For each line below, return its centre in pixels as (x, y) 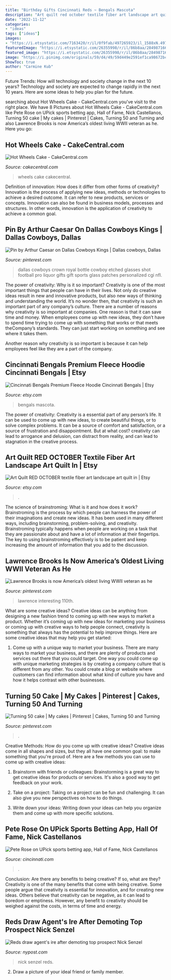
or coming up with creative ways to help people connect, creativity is (78, 627)
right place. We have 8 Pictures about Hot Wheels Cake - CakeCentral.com (84, 107)
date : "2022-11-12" (26, 19)
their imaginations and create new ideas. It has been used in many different (84, 518)
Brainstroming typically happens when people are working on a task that (81, 529)
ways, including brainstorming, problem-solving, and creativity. (72, 523)
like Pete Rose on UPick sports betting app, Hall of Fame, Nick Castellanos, (84, 113)
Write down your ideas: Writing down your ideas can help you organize (87, 808)
